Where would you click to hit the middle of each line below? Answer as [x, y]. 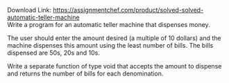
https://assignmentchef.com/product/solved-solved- [128, 10]
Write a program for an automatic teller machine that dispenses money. [109, 25]
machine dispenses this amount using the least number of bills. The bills [110, 45]
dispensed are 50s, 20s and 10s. [54, 53]
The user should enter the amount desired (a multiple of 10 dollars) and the [114, 38]
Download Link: [29, 10]
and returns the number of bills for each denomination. [85, 73]
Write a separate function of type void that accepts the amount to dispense [114, 66]
